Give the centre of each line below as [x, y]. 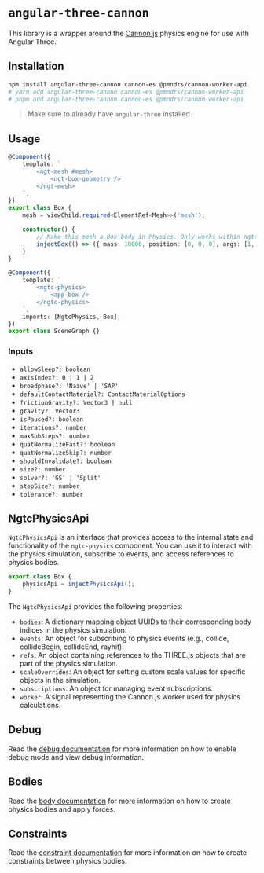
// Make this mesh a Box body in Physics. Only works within [139, 237]
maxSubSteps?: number [55, 436]
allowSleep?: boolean [55, 369]
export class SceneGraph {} [54, 332]
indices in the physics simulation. [73, 630]
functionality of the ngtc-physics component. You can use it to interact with [130, 546]
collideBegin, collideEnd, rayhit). [71, 647]
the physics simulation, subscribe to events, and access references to [121, 554]
